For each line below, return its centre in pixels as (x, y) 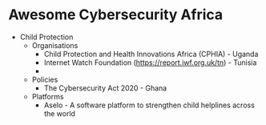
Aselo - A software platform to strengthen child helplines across (149, 105)
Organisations (55, 45)
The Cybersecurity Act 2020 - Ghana (105, 88)
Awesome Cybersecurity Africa (116, 15)
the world (60, 113)
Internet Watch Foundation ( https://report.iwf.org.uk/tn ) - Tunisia (150, 62)
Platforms (48, 96)
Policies (45, 79)
